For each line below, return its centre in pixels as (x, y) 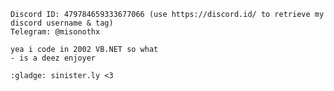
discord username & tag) (62, 23)
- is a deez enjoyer (53, 58)
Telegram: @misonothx (55, 32)
